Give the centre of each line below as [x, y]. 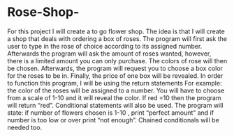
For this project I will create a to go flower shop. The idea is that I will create [116, 31]
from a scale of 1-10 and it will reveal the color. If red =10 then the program [114, 97]
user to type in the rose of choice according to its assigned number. [105, 46]
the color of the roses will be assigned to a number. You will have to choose [116, 90]
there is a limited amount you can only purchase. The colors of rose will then [117, 61]
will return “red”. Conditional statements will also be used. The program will [115, 105]
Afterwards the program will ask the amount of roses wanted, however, [109, 54]
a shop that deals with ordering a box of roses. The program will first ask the [117, 38]
